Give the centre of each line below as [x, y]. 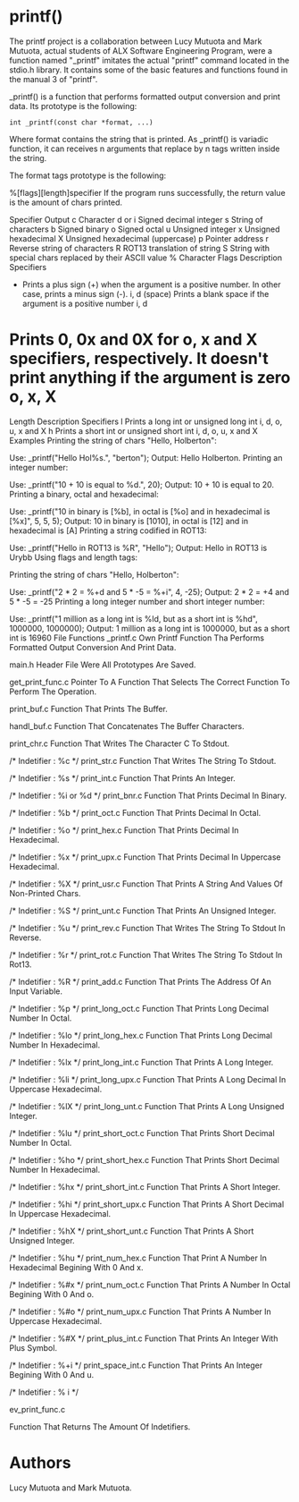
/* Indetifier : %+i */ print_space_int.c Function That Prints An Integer [136, 1365]
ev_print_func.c [37, 1409]
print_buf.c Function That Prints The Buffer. [88, 709]
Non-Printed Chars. [45, 893]
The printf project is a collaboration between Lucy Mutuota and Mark [136, 41]
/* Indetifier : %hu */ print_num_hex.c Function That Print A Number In [138, 1258]
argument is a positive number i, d [85, 303]
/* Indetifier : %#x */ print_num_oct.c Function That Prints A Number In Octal [150, 1285]
